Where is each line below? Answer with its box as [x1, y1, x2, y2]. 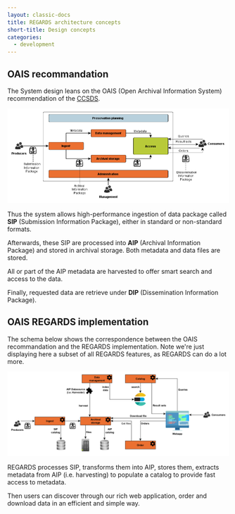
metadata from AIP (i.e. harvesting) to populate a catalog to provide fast [7, 470, 216, 479]
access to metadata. [7, 477, 67, 486]
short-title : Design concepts [7, 26, 96, 33]
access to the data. [7, 275, 63, 283]
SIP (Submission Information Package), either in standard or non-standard [7, 217, 222, 225]
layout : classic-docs [7, 11, 71, 18]
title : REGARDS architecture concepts [7, 18, 121, 26]
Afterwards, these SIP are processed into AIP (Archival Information [7, 238, 201, 246]
